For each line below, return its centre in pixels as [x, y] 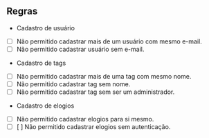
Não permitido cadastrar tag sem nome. [73, 84]
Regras [22, 11]
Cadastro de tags [41, 63]
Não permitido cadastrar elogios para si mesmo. [85, 119]
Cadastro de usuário [46, 28]
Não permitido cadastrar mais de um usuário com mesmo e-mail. [109, 41]
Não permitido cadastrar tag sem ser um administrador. [96, 92]
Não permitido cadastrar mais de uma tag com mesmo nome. [104, 76]
